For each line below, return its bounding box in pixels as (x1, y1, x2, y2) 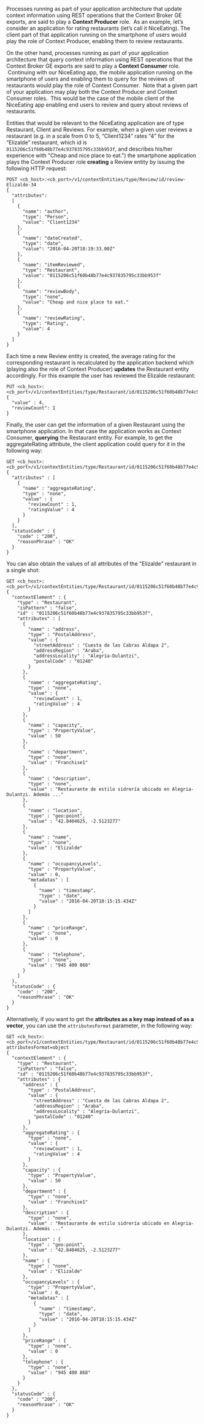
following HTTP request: (6, 165, 67, 172)
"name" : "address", (28, 626, 80, 632)
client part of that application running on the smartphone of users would (6, 31, 187, 38)
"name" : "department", (28, 749, 88, 755)
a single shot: (6, 567, 40, 573)
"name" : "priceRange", (28, 925, 88, 931)
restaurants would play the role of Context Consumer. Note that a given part (6, 82, 198, 89)
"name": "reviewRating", (22, 315, 86, 321)
